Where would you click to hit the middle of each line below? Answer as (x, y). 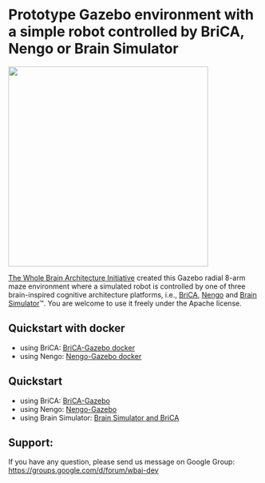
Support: (31, 443)
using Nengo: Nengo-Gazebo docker (81, 356)
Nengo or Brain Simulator (93, 49)
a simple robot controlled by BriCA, (127, 32)
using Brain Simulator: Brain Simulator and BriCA (99, 417)
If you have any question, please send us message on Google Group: (122, 462)
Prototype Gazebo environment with (131, 15)
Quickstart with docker (67, 328)
